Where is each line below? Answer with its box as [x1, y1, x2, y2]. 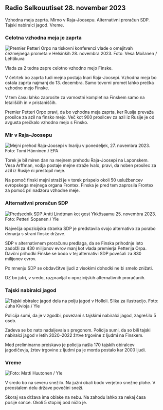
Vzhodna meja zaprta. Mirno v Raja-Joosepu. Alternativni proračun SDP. [5, 17, 150, 22]
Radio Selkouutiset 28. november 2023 [5, 4, 126, 12]
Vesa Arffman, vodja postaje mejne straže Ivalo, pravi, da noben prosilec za [5, 163, 157, 168]
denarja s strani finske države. [5, 230, 66, 236]
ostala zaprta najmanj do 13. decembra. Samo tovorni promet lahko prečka [5, 80, 154, 86]
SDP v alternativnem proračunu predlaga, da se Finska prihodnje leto [5, 240, 144, 246]
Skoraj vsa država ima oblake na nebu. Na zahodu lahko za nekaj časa [5, 394, 146, 400]
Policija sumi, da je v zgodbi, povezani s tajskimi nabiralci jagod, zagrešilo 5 [5, 312, 157, 318]
